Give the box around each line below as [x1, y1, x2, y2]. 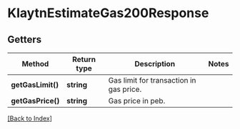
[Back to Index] [7, 114, 52, 123]
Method [21, 59, 49, 68]
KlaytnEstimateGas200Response [7, 5, 209, 21]
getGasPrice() [11, 96, 60, 105]
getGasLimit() [11, 80, 59, 90]
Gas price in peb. [108, 96, 166, 105]
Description [134, 59, 176, 68]
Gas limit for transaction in [108, 76, 196, 85]
